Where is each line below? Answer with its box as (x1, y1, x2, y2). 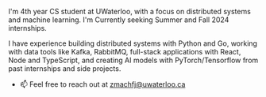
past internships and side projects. (8, 64, 121, 73)
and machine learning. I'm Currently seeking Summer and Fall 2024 (8, 15, 229, 24)
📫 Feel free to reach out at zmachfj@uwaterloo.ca (19, 80, 186, 89)
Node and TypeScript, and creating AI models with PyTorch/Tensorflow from (8, 55, 259, 65)
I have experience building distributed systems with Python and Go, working (8, 39, 258, 48)
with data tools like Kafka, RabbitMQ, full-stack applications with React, (8, 47, 241, 56)
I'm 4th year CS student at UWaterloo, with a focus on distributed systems (8, 7, 252, 16)
